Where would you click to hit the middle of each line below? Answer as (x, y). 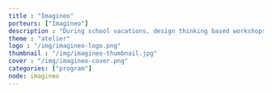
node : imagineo (34, 76)
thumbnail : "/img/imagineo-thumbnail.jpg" (83, 53)
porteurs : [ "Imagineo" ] (49, 23)
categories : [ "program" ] (50, 69)
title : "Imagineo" (41, 16)
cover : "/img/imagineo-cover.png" (68, 61)
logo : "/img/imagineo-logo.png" (65, 46)
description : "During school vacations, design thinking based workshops (137, 31)
